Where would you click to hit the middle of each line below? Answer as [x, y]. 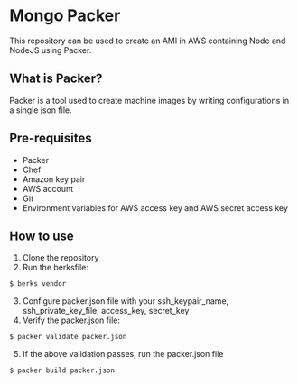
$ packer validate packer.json [68, 337]
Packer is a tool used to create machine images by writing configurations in [149, 100]
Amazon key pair [54, 179]
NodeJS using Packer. [51, 50]
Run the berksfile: [55, 268]
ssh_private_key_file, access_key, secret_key [106, 311]
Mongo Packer [65, 16]
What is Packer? [56, 79]
